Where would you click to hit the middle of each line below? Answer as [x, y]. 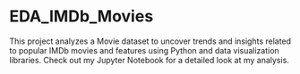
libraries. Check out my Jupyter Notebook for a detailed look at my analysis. [149, 60]
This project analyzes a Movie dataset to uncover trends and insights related [150, 41]
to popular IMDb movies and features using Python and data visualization [144, 50]
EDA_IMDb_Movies [81, 16]
